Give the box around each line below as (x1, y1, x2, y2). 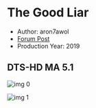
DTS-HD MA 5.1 (7, 62, 74, 73)
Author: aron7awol (16, 27, 69, 36)
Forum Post (16, 34, 50, 42)
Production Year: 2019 (16, 42, 80, 50)
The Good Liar (7, 5, 89, 21)
